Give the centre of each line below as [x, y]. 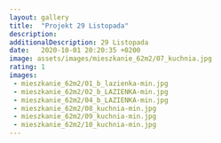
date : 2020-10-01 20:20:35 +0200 [75, 51]
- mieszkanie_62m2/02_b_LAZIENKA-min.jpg [91, 91]
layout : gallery [39, 17]
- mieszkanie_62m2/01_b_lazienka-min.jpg [91, 83]
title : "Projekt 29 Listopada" [69, 26]
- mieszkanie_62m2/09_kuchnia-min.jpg [85, 116]
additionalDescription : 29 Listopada [79, 42]
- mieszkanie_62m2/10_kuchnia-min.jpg [85, 125]
